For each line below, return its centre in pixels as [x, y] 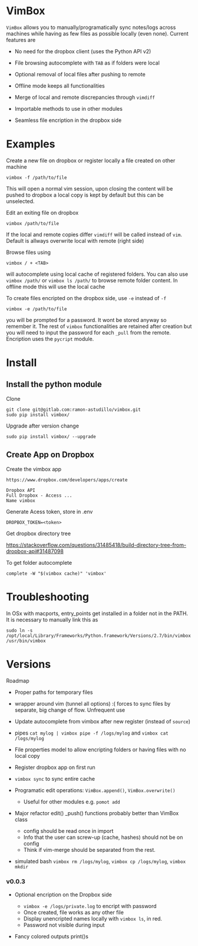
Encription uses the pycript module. [50, 339]
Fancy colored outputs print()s [51, 936]
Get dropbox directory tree [39, 533]
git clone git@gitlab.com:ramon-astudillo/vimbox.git [74, 410]
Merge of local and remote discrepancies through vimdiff [85, 97]
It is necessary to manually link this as [52, 619]
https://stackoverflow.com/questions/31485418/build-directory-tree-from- [96, 545]
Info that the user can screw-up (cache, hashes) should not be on [103, 837]
